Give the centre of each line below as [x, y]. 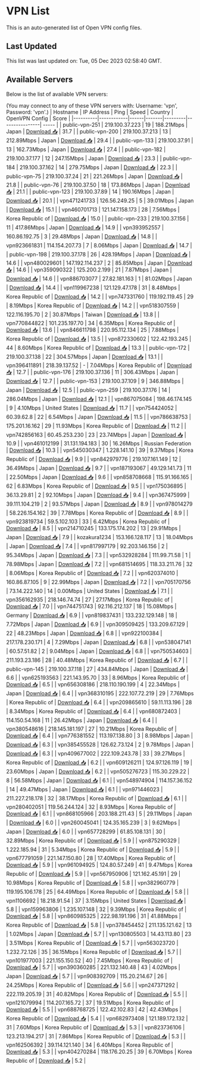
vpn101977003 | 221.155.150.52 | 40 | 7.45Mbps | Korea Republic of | [89, 960]
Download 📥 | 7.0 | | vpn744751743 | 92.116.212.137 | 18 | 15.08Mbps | [91, 606]
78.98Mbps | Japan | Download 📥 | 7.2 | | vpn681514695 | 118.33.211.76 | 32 [99, 564]
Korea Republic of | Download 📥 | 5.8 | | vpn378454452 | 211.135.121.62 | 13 [99, 925]
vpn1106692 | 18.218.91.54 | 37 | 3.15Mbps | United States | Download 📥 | [96, 900]
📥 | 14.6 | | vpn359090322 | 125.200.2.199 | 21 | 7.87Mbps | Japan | [89, 270]
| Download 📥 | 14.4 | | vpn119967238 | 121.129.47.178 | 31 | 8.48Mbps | [93, 288]
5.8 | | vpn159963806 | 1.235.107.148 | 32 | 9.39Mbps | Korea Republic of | [96, 909]
